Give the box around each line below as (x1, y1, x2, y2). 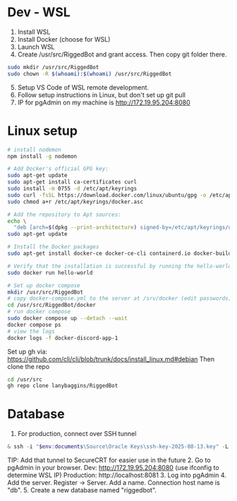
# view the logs (7, 327, 55, 335)
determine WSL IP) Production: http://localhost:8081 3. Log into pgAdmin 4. (7, 471, 227, 480)
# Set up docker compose (7, 282, 80, 289)
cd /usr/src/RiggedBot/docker (7, 301, 97, 309)
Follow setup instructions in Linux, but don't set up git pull (17, 90, 186, 99)
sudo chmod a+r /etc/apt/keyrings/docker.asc (7, 198, 143, 205)
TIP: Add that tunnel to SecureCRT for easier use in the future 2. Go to (7, 456, 211, 464)
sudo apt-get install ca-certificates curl (7, 179, 138, 186)
